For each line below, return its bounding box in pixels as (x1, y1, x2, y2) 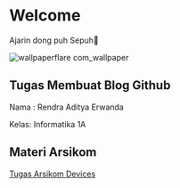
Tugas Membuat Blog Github (9, 78, 171, 94)
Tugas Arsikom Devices (9, 168, 96, 179)
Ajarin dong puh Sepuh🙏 (9, 35, 100, 45)
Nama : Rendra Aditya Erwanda (9, 102, 125, 112)
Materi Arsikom (9, 144, 97, 160)
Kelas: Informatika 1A (9, 119, 86, 129)
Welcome (9, 5, 81, 26)
